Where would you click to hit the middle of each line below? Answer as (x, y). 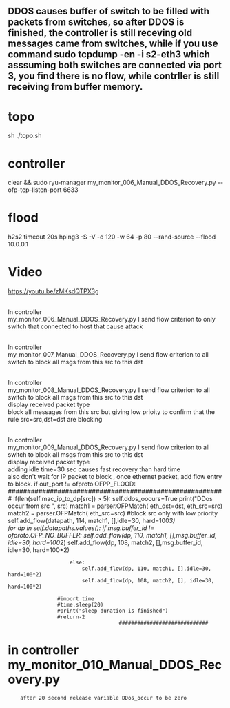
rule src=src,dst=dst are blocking (55, 420)
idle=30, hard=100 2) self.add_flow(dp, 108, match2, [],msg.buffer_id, (105, 543)
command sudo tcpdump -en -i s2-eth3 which (109, 55)
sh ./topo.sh (25, 136)
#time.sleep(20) (80, 605)
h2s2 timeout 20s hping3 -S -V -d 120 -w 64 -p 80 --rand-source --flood (112, 237)
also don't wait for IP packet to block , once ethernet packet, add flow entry (115, 477)
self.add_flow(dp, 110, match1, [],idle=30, (147, 569)
